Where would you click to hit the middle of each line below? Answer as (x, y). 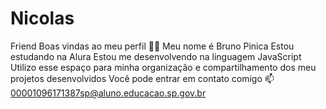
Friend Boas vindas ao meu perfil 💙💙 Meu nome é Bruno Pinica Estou (152, 46)
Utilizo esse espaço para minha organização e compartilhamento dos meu (163, 67)
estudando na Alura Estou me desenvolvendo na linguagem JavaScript (156, 56)
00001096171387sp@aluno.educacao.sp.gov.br (108, 93)
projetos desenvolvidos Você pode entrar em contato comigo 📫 (142, 78)
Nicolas (42, 18)
